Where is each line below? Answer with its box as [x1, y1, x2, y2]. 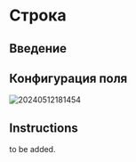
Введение [9, 41, 68, 56]
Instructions [9, 120, 78, 135]
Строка [9, 5, 67, 26]
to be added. [9, 144, 56, 155]
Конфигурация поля [9, 70, 128, 85]
